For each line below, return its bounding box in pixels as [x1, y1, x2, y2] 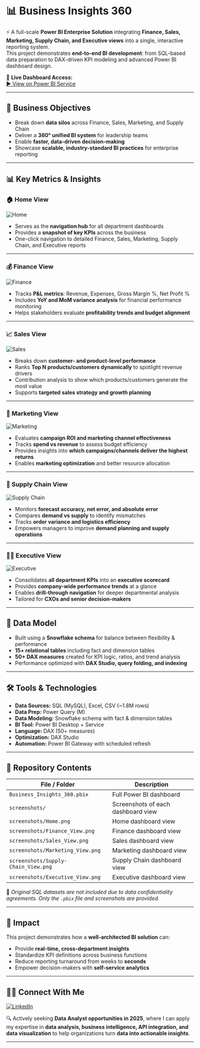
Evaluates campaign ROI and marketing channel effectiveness [14, 434, 171, 441]
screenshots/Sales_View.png [9, 837, 89, 844]
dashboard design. [6, 62, 52, 69]
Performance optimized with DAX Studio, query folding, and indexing [14, 659, 187, 666]
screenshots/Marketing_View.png [9, 847, 101, 854]
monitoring [14, 302, 42, 310]
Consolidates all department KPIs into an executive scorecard [14, 576, 170, 583]
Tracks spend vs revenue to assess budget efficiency [14, 441, 148, 448]
